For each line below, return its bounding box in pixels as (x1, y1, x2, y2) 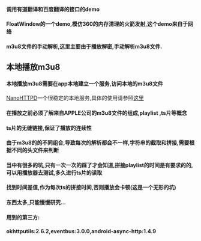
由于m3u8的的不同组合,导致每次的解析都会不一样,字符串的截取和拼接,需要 (6, 139, 190, 147)
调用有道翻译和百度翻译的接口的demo (6, 5, 100, 13)
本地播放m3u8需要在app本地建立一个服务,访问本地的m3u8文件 (6, 80, 163, 87)
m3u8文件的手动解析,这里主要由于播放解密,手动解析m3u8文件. (6, 43, 163, 50)
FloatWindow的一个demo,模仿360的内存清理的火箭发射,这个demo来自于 (6, 20, 188, 28)
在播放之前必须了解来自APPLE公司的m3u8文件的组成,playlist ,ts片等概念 (6, 109, 187, 117)
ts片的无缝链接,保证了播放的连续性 (6, 124, 92, 132)
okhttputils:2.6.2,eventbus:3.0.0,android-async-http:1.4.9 (6, 228, 157, 235)
